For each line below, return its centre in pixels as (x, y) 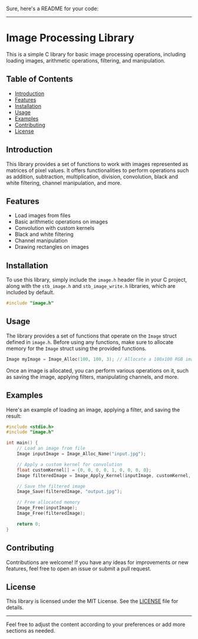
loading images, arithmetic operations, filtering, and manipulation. (86, 60)
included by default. (30, 293)
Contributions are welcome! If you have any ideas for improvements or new (97, 562)
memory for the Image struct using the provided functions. (76, 348)
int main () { (22, 443)
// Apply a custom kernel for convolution (70, 464)
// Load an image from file (51, 449)
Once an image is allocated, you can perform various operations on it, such (97, 370)
